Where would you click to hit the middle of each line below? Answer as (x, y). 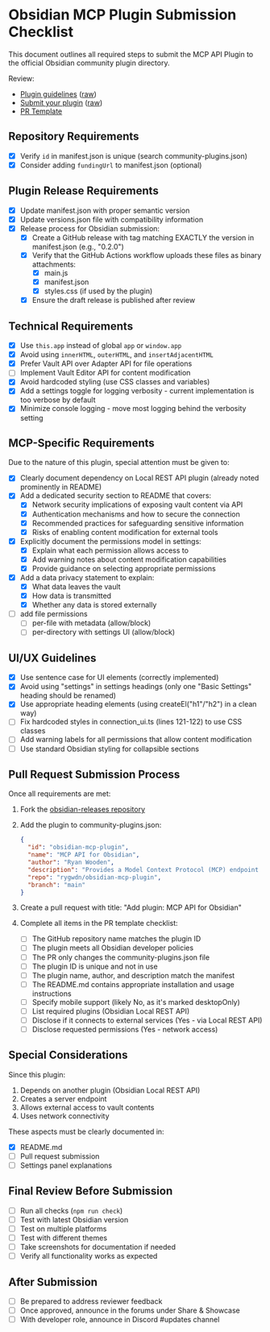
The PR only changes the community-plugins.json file (121, 957)
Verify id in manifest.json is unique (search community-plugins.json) (134, 156)
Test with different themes (63, 1238)
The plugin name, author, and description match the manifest (133, 975)
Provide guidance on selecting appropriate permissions (124, 568)
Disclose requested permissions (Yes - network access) (125, 1029)
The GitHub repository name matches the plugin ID (116, 939)
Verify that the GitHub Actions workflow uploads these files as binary (147, 255)
